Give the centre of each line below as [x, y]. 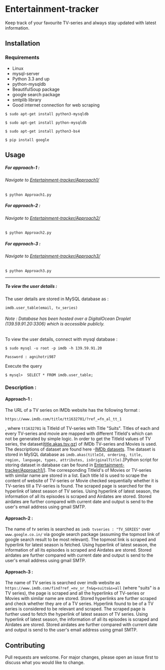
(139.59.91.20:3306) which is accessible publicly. [55, 324]
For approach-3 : [23, 244]
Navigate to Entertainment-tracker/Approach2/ [53, 218]
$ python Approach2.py [28, 233]
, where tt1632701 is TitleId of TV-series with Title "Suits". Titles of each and [82, 428]
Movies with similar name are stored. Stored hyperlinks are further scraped [81, 599]
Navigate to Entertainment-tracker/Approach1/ [52, 180]
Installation [23, 44]
